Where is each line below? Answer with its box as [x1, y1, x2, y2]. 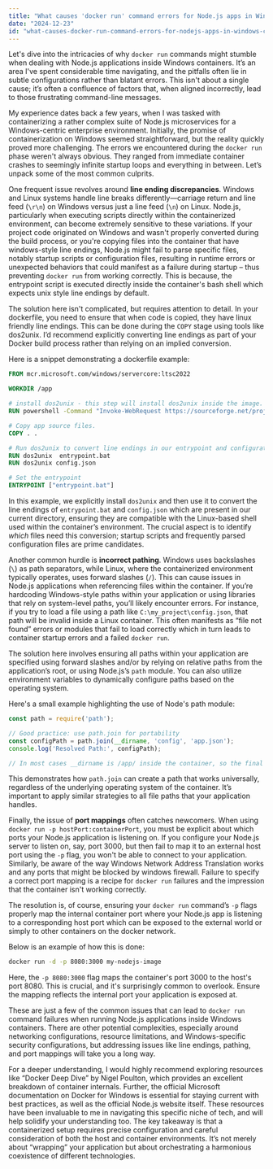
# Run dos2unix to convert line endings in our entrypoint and [8, 444, 227, 452]
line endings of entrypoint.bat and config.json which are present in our [8, 505, 251, 514]
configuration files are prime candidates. [8, 539, 145, 549]
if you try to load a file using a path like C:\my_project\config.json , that [8, 607, 249, 617]
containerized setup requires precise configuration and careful [8, 1125, 219, 1135]
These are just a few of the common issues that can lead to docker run [8, 1005, 245, 1015]
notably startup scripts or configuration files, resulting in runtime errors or [8, 254, 256, 264]
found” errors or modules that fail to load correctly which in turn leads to [8, 624, 251, 634]
